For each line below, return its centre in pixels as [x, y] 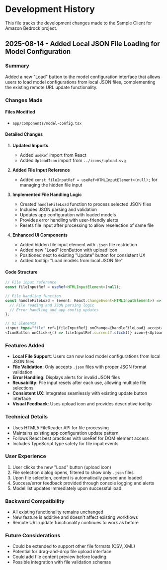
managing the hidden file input [51, 185]
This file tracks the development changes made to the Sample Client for [79, 23]
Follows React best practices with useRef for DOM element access [81, 438]
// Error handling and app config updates [54, 310]
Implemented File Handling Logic [47, 194]
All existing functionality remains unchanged [58, 512]
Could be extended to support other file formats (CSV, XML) [74, 546]
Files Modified [20, 112]
